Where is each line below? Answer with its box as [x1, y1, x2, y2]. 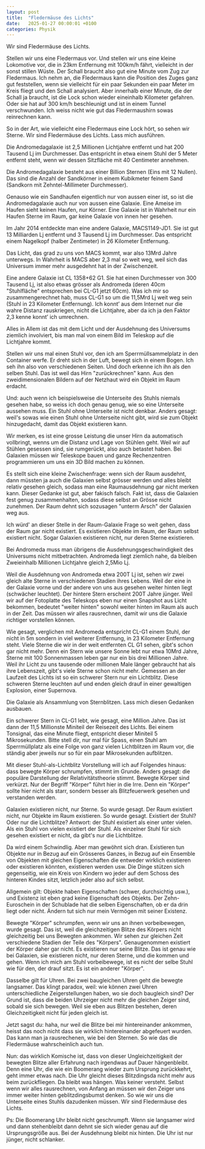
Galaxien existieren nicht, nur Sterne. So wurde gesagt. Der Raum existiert [6, 806, 193, 813]
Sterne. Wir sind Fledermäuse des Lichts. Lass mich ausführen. [6, 132, 165, 139]
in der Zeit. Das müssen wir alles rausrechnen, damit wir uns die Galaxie [6, 610, 187, 617]
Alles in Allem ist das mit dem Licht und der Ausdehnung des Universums [6, 325, 190, 332]
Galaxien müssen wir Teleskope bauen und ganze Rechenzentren [6, 452, 171, 459]
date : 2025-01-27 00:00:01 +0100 [6, 20, 97, 26]
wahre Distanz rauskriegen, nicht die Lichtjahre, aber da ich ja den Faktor [6, 307, 190, 314]
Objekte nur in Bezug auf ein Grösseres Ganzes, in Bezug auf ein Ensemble [6, 850, 195, 858]
